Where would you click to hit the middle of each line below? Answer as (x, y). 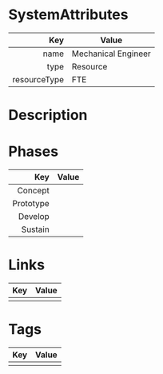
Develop (34, 217)
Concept (33, 191)
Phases (33, 151)
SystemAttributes (68, 15)
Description (48, 115)
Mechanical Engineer (111, 54)
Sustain (35, 229)
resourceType (38, 79)
